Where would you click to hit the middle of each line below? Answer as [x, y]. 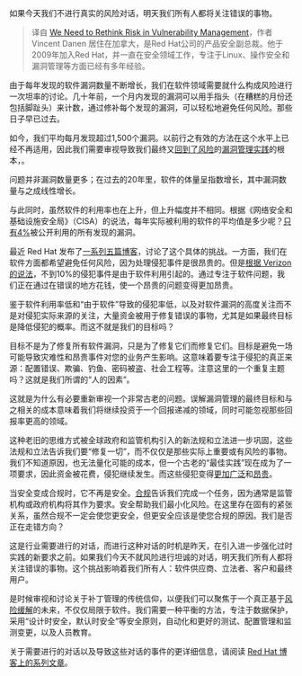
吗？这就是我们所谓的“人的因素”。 [72, 379]
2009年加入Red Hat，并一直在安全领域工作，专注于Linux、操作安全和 [160, 55]
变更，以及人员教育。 [56, 632]
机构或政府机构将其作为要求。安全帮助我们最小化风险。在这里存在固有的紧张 [151, 504]
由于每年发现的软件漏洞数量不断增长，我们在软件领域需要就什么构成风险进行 [151, 85]
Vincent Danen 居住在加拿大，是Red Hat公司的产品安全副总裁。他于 [157, 44]
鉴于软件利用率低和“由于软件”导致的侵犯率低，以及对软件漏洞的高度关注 [143, 304]
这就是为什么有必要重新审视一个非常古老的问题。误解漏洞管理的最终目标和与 [151, 399]
